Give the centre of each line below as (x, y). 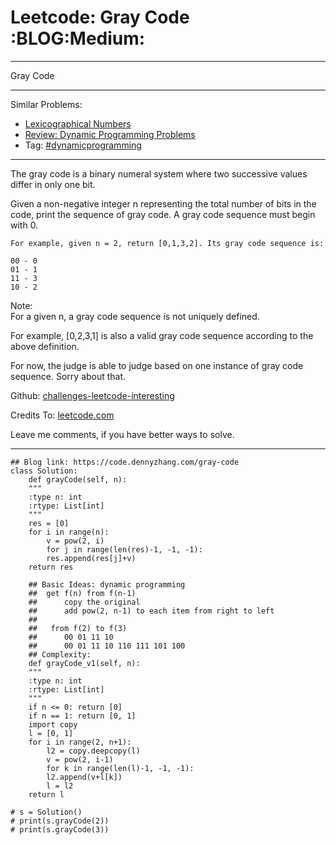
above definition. (45, 346)
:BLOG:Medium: (78, 38)
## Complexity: (60, 654)
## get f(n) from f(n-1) (82, 593)
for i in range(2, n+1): (80, 742)
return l (46, 794)
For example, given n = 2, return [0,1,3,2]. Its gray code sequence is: (167, 243)
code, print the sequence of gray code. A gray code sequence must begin (163, 214)
